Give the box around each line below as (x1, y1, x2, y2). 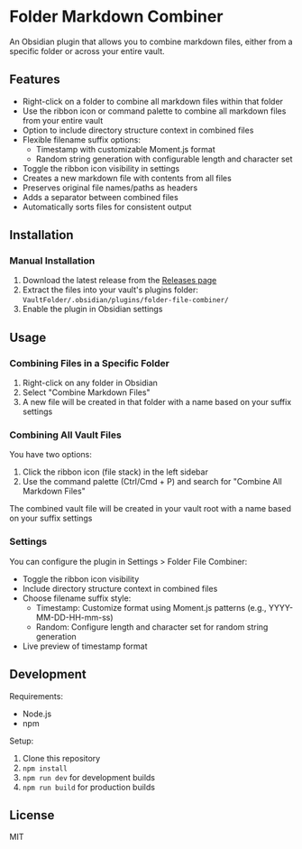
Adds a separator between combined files (22, 191, 178, 202)
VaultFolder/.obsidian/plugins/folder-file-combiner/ (22, 296, 229, 305)
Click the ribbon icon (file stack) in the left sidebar (22, 466, 209, 477)
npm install (22, 764, 68, 773)
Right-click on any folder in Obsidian (22, 377, 158, 389)
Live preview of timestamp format (22, 641, 148, 651)
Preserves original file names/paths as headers (22, 182, 198, 193)
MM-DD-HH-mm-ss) (35, 612, 114, 623)
